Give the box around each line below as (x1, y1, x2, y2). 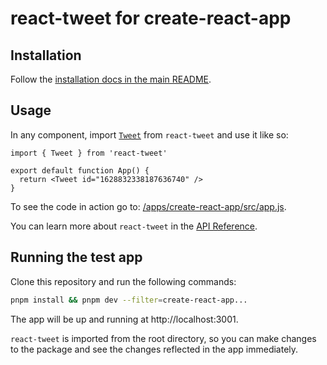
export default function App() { (10, 165, 150, 176)
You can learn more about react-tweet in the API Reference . (10, 220, 258, 232)
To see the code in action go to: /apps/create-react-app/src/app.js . (10, 200, 287, 212)
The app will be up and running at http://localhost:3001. (10, 313, 239, 325)
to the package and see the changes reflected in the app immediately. (10, 343, 299, 355)
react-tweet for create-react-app (10, 7, 292, 30)
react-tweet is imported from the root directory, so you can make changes (10, 332, 317, 344)
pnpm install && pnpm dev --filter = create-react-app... (10, 295, 248, 305)
